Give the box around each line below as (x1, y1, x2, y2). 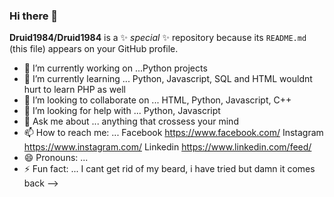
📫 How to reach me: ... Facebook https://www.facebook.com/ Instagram (23, 127, 324, 139)
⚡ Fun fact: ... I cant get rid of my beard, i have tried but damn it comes (23, 163, 316, 175)
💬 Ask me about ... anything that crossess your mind (23, 115, 239, 128)
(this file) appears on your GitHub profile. (9, 43, 179, 55)
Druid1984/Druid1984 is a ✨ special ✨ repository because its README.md (9, 32, 307, 44)
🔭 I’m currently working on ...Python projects (23, 62, 208, 74)
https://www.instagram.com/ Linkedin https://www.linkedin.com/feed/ (23, 141, 312, 153)
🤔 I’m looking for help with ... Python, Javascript (23, 105, 221, 117)
